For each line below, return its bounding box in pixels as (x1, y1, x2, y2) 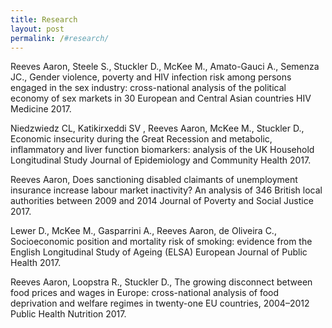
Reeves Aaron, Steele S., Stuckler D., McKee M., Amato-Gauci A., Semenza (10, 61, 320, 73)
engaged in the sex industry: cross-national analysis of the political (10, 82, 287, 94)
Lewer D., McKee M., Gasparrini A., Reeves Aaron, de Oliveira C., (10, 225, 277, 237)
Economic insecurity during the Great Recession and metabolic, (10, 133, 273, 145)
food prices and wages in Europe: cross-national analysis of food (10, 287, 280, 299)
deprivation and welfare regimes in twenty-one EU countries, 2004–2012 (10, 297, 310, 310)
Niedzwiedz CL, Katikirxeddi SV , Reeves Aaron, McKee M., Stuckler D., (10, 122, 305, 135)
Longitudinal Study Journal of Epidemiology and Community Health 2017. (10, 154, 312, 166)
